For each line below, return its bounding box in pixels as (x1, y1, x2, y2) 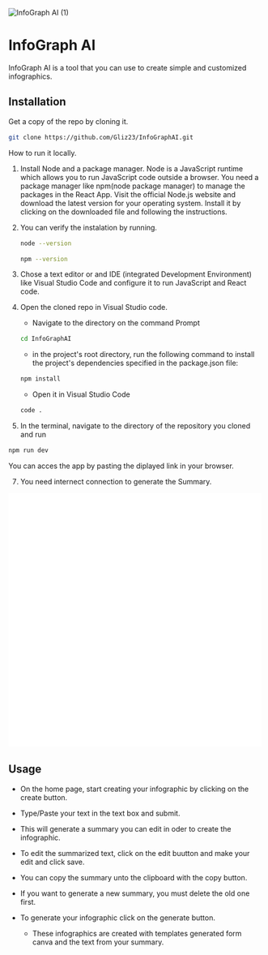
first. (19, 897, 36, 906)
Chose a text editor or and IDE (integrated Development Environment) (19, 269, 253, 279)
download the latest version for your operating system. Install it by (19, 198, 241, 208)
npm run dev (8, 446, 49, 454)
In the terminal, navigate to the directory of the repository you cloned (19, 421, 251, 430)
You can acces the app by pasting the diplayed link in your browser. (8, 461, 235, 471)
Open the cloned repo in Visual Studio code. (19, 303, 168, 312)
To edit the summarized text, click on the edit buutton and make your (19, 848, 250, 858)
